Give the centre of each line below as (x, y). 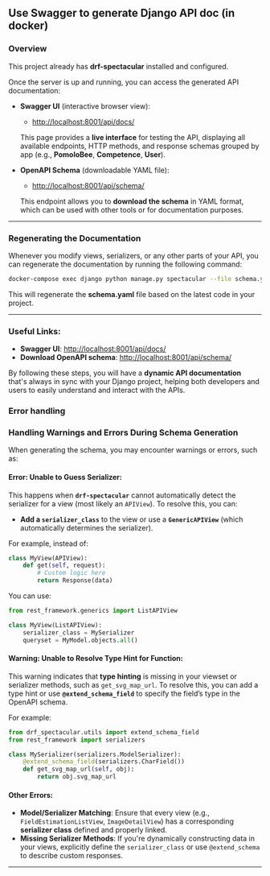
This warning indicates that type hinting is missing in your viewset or (123, 676)
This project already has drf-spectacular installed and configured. (119, 66)
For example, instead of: (48, 543)
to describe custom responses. (71, 856)
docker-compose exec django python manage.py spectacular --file (120, 279)
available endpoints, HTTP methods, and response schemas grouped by (139, 146)
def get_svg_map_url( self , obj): (79, 769)
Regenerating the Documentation (75, 238)
